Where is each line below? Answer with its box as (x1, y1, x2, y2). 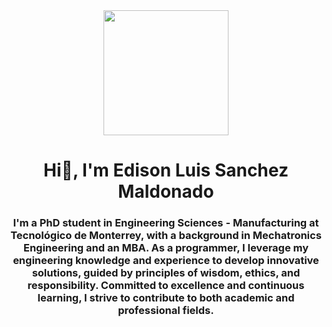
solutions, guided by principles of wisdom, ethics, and (31, 266, 301, 280)
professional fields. (117, 304, 215, 318)
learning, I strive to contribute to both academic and (37, 291, 295, 305)
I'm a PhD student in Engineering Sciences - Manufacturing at (12, 216, 320, 230)
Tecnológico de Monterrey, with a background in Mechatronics (10, 229, 322, 243)
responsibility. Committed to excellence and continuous (27, 279, 305, 293)
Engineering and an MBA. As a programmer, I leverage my (22, 241, 310, 255)
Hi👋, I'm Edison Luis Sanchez (43, 159, 289, 182)
